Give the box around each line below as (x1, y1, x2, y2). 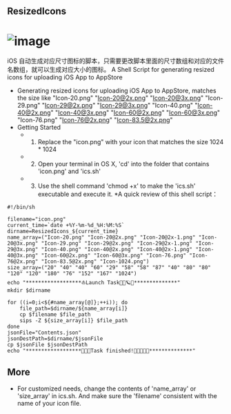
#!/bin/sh (7, 204, 36, 211)
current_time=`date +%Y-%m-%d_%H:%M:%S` (7, 222, 125, 229)
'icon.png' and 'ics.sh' (37, 167, 101, 175)
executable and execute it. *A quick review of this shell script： (37, 190, 219, 199)
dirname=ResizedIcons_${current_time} (7, 228, 119, 235)
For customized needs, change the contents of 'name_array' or (17, 384, 197, 393)
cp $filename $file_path (19, 311, 91, 318)
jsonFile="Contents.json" (7, 329, 81, 337)
